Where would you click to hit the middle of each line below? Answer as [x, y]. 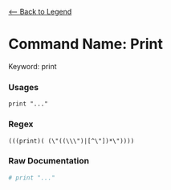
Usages [23, 87]
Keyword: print [33, 66]
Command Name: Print [85, 44]
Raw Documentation [49, 161]
